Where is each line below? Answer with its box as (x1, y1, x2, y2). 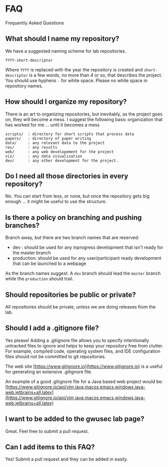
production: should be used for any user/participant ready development (12, 255, 161, 261)
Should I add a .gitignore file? (5, 324, 99, 332)
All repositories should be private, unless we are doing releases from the (5, 304, 156, 309)
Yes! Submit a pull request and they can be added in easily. (5, 456, 128, 462)
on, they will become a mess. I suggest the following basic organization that (5, 116, 163, 122)
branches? (5, 221, 40, 229)
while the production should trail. (5, 276, 74, 282)
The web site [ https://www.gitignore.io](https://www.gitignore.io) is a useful (5, 363, 163, 369)
